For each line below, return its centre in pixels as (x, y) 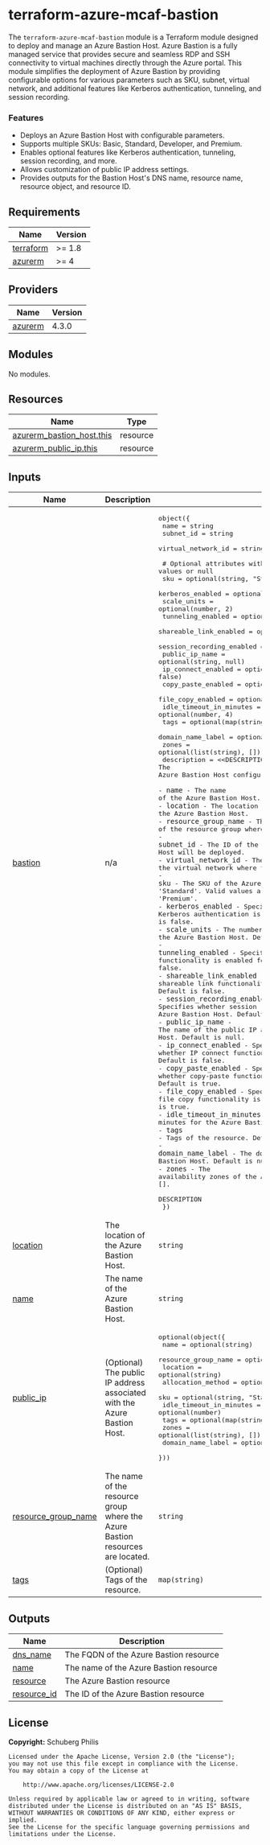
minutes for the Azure (199, 1123)
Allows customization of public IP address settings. (104, 170)
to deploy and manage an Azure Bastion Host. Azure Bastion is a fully (123, 45)
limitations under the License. (62, 1834)
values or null (186, 572)
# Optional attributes (203, 564)
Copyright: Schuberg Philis (53, 1742)
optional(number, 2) (196, 609)
